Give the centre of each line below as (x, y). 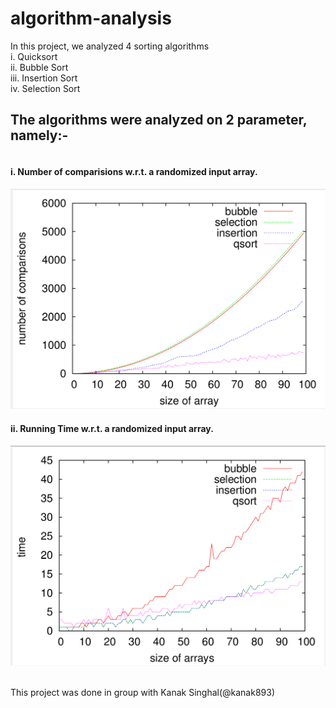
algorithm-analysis (91, 18)
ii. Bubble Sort (39, 67)
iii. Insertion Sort (44, 78)
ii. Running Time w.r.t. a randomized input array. (112, 429)
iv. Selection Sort (45, 88)
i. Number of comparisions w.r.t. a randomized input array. (134, 171)
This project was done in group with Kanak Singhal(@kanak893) (143, 692)
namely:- (39, 135)
